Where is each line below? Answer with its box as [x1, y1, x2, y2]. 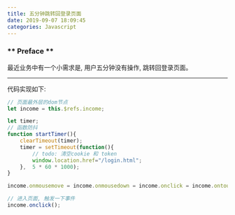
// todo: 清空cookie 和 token [32, 150, 117, 158]
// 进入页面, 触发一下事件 [7, 195, 76, 202]
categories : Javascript [7, 23, 77, 30]
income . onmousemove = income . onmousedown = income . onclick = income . [7, 183, 215, 190]
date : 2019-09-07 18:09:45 [7, 17, 86, 24]
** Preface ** [7, 46, 55, 56]
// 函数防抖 [7, 124, 38, 132]
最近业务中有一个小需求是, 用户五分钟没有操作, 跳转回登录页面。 [7, 63, 192, 71]
